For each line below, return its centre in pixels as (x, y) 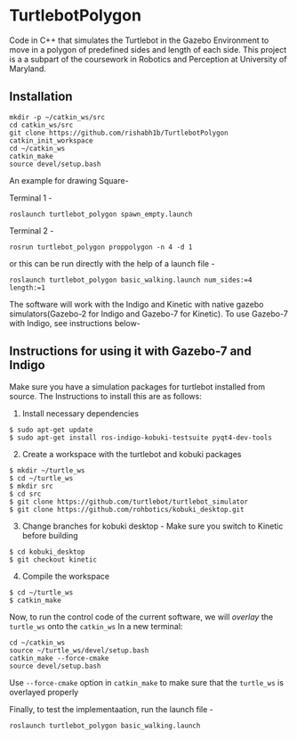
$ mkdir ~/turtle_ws (48, 470)
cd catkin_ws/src (41, 125)
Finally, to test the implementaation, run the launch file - (111, 709)
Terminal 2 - (32, 230)
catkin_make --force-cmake (59, 658)
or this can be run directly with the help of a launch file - (112, 263)
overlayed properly (44, 692)
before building (50, 535)
